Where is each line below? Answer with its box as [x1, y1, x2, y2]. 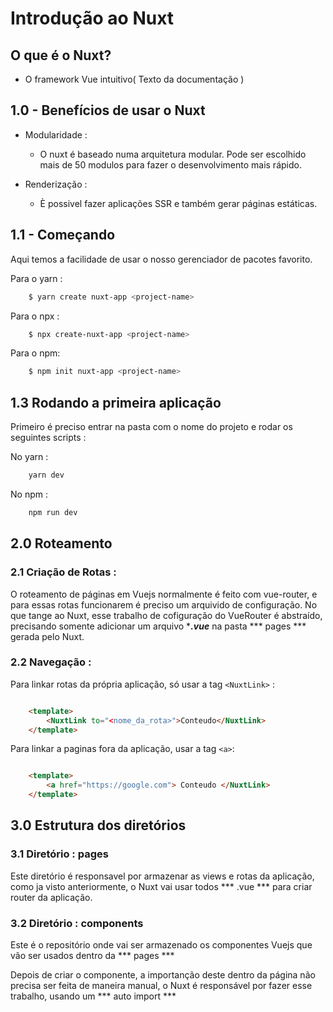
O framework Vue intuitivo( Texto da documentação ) [24, 73, 245, 85]
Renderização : [24, 178, 88, 190]
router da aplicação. [10, 891, 93, 903]
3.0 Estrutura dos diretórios [10, 817, 187, 834]
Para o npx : [10, 310, 60, 322]
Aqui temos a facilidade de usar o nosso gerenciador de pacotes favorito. [10, 253, 313, 265]
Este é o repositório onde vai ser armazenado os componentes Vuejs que [10, 939, 313, 951]
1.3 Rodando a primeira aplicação [10, 394, 222, 411]
